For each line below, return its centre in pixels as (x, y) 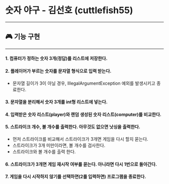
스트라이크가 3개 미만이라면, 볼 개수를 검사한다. (59, 145)
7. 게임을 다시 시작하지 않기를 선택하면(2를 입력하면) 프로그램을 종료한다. (76, 176)
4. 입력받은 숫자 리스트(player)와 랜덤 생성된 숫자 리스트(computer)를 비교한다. (83, 114)
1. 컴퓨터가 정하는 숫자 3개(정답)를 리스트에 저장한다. (56, 58)
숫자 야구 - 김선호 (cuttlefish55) (69, 10)
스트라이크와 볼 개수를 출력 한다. (44, 151)
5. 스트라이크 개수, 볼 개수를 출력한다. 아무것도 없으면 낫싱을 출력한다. (73, 127)
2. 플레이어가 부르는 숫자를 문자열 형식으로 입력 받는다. (58, 71)
